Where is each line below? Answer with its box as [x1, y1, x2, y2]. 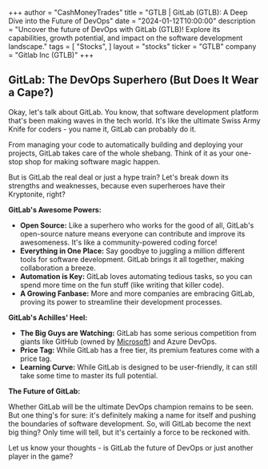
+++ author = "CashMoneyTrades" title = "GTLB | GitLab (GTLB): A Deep [8, 8, 248, 17]
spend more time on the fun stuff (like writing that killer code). [19, 280, 225, 289]
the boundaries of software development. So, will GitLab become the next [8, 418, 251, 428]
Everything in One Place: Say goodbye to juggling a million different [19, 245, 246, 256]
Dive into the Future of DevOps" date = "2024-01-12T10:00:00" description [8, 16, 256, 26]
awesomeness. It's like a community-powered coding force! [19, 237, 218, 247]
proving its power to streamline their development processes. [19, 297, 222, 306]
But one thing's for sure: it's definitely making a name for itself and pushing [8, 410, 256, 420]
